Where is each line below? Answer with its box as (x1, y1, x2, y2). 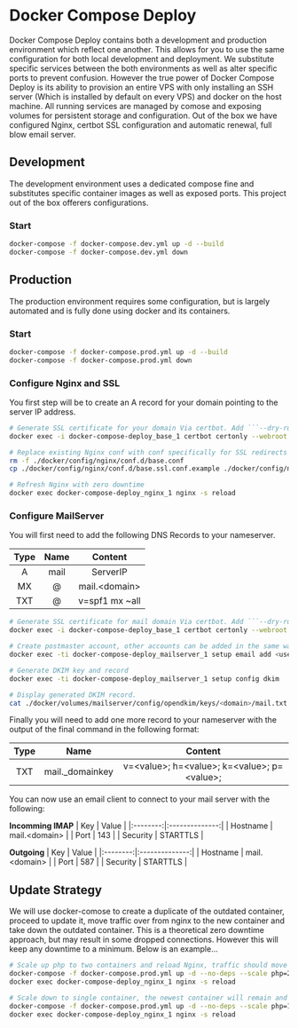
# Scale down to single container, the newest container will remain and (9, 993, 288, 1002)
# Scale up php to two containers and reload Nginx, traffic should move (9, 961, 288, 970)
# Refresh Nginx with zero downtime (9, 480, 145, 489)
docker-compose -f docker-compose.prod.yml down (9, 356, 192, 365)
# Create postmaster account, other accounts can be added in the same (9, 642, 279, 651)
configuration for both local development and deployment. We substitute (9, 53, 275, 64)
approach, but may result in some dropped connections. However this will (9, 934, 279, 945)
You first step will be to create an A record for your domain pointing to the (9, 397, 278, 407)
